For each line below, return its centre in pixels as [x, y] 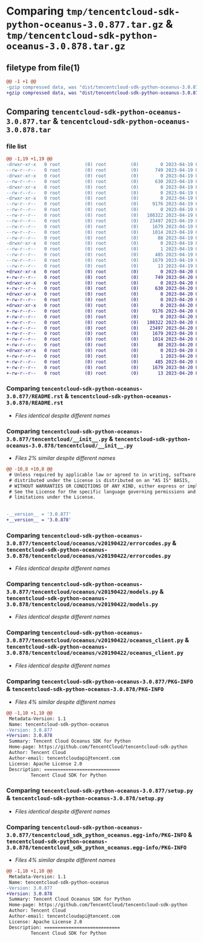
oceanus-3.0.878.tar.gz [66, 46]
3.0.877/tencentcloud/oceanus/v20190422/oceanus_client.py [95, 640]
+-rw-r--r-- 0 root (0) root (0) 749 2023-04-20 [100, 277]
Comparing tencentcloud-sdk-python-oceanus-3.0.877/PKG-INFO [100, 681]
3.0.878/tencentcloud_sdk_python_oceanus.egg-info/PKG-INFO [97, 847]
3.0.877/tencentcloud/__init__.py [57, 439]
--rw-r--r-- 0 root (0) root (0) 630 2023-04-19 [100, 181]
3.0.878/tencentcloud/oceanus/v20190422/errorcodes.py [89, 556]
